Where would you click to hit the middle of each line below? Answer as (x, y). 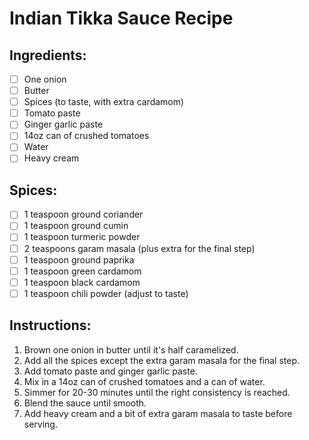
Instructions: (50, 325)
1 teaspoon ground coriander (83, 214)
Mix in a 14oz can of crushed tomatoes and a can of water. (144, 381)
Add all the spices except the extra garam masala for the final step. (162, 360)
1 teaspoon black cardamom (82, 282)
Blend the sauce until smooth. (85, 403)
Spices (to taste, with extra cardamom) (104, 102)
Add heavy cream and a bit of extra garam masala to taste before (158, 413)
